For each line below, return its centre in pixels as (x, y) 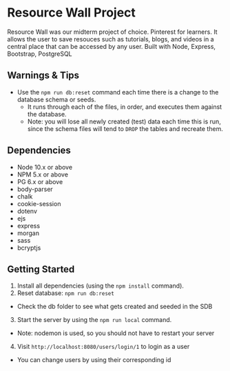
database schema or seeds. (56, 99)
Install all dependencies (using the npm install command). (101, 286)
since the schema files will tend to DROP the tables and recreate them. (125, 128)
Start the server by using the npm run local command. (94, 320)
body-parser (35, 189)
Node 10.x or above (45, 167)
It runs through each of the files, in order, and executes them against (125, 107)
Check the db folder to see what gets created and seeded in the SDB (115, 307)
